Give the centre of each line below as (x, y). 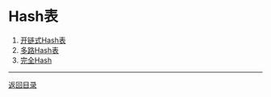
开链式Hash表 (43, 40)
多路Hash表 (39, 50)
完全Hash (36, 60)
